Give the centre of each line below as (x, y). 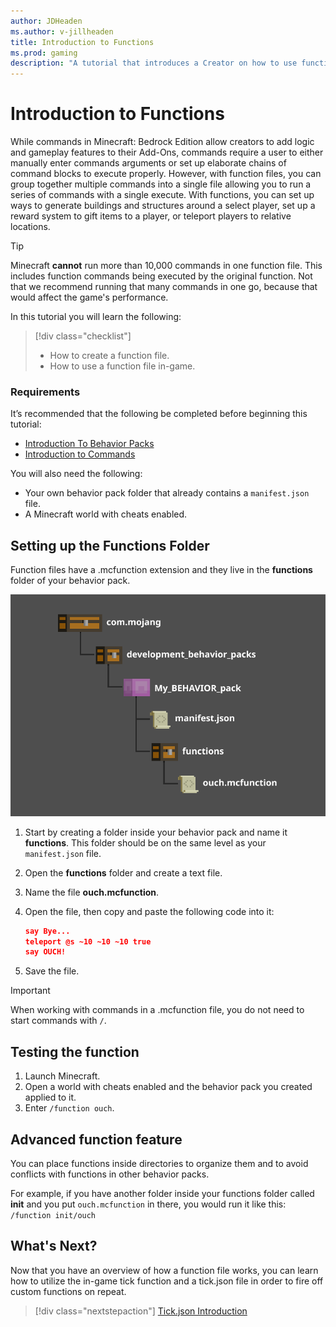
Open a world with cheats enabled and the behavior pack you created (168, 1087)
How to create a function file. (109, 356)
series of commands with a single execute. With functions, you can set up (162, 195)
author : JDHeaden (46, 21)
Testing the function (75, 1051)
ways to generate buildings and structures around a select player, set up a (163, 206)
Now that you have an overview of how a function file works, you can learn (164, 1270)
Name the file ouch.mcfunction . (92, 892)
